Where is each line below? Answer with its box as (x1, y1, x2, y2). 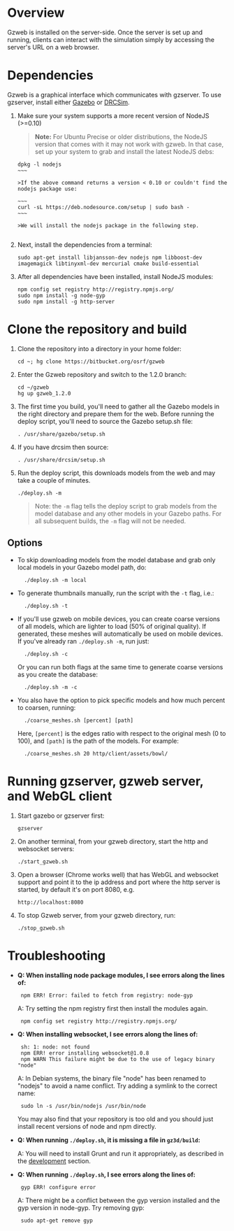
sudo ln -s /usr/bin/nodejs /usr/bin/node (20, 1102, 147, 1109)
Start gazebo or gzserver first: (17, 811, 105, 820)
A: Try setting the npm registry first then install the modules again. (17, 1004, 208, 1012)
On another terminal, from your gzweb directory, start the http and (17, 837, 208, 846)
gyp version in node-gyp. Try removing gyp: (17, 1203, 145, 1211)
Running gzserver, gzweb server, (7, 773, 204, 789)
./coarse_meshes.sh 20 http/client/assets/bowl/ (24, 750, 168, 757)
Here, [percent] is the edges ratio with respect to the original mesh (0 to (17, 729, 226, 737)
